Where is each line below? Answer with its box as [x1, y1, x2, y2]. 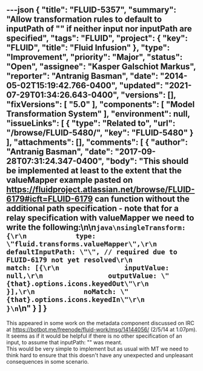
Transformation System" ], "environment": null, [6, 109, 190, 119]
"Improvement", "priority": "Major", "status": [6, 52, 183, 62]
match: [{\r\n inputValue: [6, 263, 170, 272]
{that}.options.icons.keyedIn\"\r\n [6, 295, 145, 304]
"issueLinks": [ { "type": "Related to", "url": [6, 118, 176, 129]
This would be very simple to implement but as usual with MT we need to [6, 345, 189, 352]
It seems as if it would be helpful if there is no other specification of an [6, 332, 182, 340]
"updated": [119, 80, 164, 91]
